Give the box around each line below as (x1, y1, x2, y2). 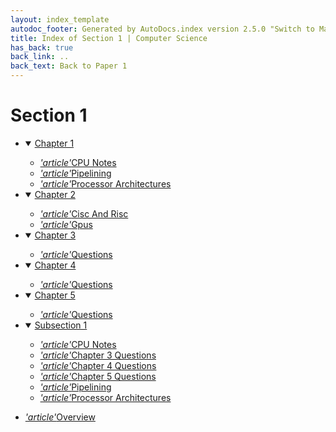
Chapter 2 (34, 188, 76, 200)
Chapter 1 (34, 137, 75, 149)
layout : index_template (10, 14, 110, 25)
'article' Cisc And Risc (39, 207, 129, 220)
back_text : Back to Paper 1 (10, 61, 128, 71)
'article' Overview (24, 411, 96, 423)
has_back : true (10, 42, 74, 53)
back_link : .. (10, 52, 70, 62)
